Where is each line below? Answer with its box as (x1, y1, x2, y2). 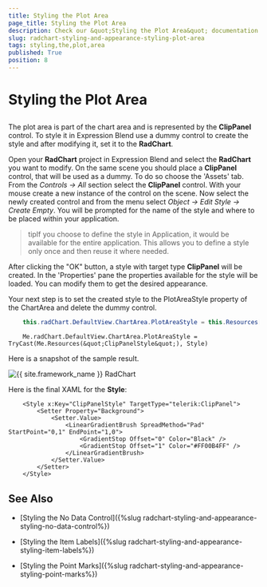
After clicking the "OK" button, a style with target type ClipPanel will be (8, 262, 243, 272)
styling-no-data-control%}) (19, 522, 110, 531)
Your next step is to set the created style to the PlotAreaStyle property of (8, 295, 248, 304)
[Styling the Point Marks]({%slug (19, 561, 128, 571)
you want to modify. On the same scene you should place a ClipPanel (8, 163, 238, 173)
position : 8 (8, 57, 48, 65)
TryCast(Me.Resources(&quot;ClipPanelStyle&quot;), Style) (8, 340, 209, 348)
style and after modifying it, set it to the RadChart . (8, 139, 174, 149)
